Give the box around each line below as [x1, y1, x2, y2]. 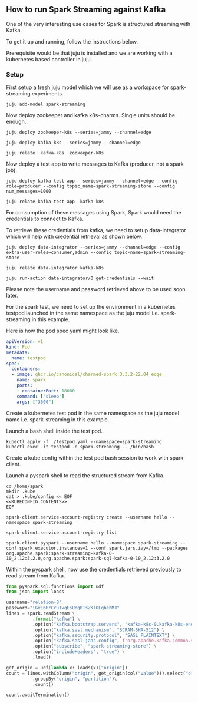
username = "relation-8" [6, 599, 62, 606]
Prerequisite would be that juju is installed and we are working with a [6, 49, 173, 57]
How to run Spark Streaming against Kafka [6, 5, 166, 15]
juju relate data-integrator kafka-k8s [6, 265, 104, 271]
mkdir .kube [6, 489, 35, 494]
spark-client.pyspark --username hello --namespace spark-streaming [6, 540, 178, 546]
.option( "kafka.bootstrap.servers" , [32, 621, 123, 627]
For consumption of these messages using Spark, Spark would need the [6, 209, 181, 216]
